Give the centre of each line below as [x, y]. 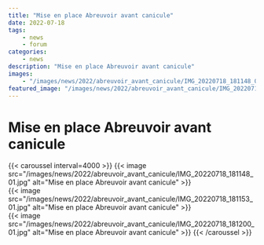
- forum [35, 45]
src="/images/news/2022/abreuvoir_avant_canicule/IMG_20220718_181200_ [131, 224]
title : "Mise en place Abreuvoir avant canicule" [91, 15]
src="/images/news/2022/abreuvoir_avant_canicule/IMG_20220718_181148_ [131, 174]
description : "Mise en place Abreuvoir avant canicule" [101, 67]
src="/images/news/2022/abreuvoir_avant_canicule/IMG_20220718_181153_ [131, 199]
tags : [17, 30]
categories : [27, 52]
